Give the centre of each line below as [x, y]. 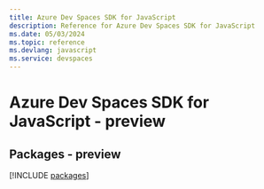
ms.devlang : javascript [53, 51]
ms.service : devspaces [51, 59]
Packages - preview [65, 154]
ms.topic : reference [47, 42]
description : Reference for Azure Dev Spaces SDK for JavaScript [132, 26]
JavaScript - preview [88, 122]
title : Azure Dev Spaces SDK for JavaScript [93, 17]
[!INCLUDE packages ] [49, 175]
